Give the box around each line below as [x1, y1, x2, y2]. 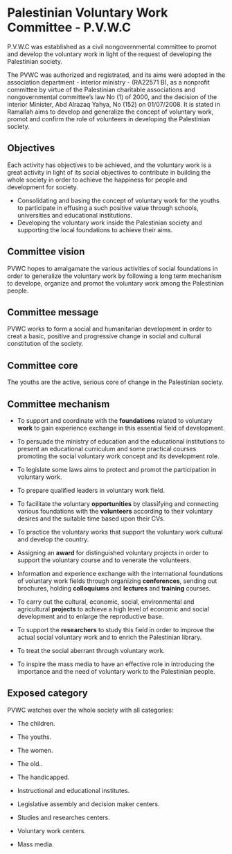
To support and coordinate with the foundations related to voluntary [17, 417, 213, 424]
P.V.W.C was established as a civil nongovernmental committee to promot [7, 42, 217, 51]
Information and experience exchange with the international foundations [17, 570, 224, 577]
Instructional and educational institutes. [17, 786, 130, 794]
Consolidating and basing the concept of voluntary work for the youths [17, 196, 220, 204]
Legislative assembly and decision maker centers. [17, 799, 160, 808]
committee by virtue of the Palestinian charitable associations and [7, 85, 195, 94]
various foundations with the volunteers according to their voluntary [17, 507, 213, 515]
